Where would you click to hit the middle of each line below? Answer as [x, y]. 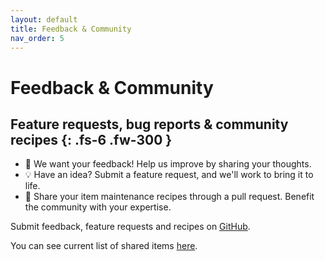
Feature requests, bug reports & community [149, 124]
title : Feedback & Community [71, 29]
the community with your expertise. [98, 207]
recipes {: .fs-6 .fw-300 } [91, 139]
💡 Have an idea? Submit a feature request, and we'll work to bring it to [169, 175]
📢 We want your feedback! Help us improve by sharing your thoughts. [168, 164]
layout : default [44, 19]
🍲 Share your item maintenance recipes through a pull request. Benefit [169, 197]
